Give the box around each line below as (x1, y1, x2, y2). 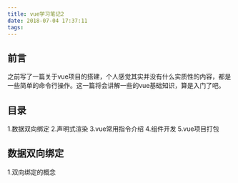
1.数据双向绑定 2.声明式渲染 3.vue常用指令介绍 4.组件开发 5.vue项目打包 (7, 124, 219, 133)
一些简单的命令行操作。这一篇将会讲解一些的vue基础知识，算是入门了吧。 (7, 81, 225, 90)
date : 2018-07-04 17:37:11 (7, 17, 88, 24)
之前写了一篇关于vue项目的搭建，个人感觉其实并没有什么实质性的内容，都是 (7, 72, 232, 81)
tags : (7, 24, 24, 31)
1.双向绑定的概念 (7, 167, 56, 176)
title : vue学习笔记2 (7, 10, 64, 18)
